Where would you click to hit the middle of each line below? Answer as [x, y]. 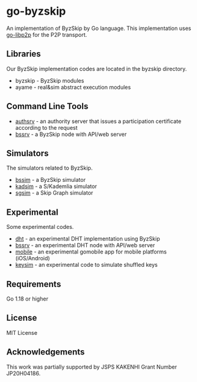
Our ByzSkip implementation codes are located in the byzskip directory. [97, 69]
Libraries [24, 54]
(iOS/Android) [32, 258]
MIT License [22, 332]
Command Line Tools [47, 106]
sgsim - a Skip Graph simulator [54, 193]
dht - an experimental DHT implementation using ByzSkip [87, 239]
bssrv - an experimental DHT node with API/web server [85, 245]
